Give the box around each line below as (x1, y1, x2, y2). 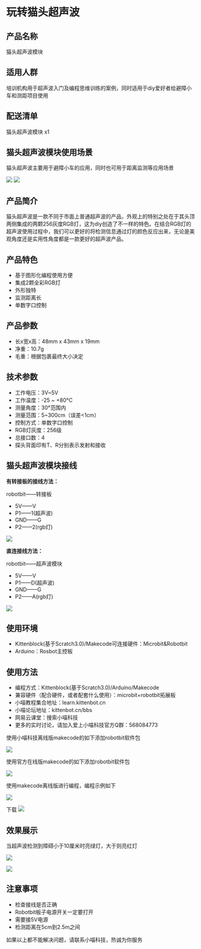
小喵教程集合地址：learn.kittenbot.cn (14, 699, 106, 707)
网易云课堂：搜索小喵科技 (14, 714, 78, 721)
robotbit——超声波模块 (6, 560, 63, 567)
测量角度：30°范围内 (14, 404, 66, 411)
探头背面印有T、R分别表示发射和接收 (14, 441, 106, 448)
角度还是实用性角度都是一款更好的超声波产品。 (11, 235, 127, 242)
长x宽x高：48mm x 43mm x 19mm (14, 338, 100, 345)
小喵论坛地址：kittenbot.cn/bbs (14, 707, 93, 714)
